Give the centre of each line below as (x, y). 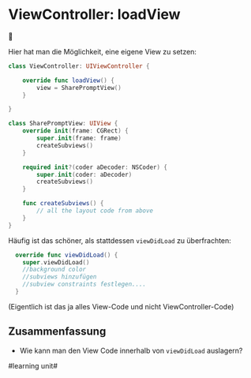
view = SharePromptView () (79, 88)
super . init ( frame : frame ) (79, 138)
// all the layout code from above (95, 211)
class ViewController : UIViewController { (79, 66)
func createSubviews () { (63, 204)
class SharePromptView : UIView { (63, 124)
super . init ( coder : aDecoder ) (84, 174)
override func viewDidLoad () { (67, 255)
